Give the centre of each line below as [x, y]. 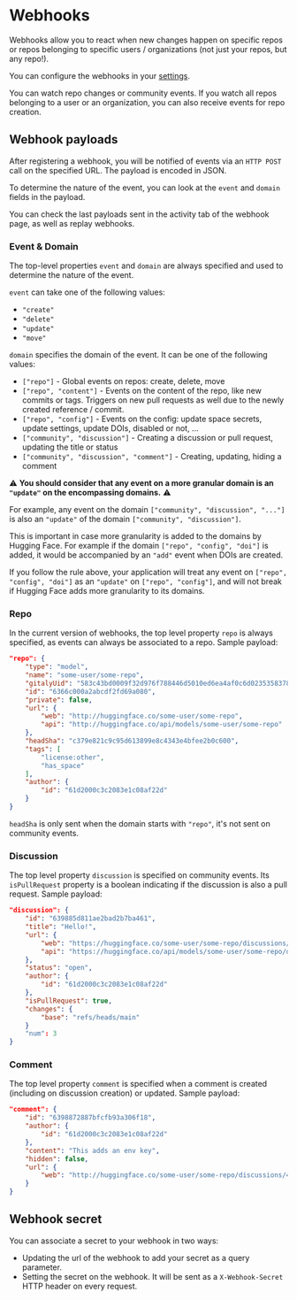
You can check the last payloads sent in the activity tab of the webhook [139, 214]
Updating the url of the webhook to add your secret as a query [136, 1258]
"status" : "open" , [59, 968]
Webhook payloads [64, 139]
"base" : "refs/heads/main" [91, 1017]
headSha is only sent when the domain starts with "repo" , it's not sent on [140, 823]
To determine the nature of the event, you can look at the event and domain [145, 188]
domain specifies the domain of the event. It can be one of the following [138, 355]
